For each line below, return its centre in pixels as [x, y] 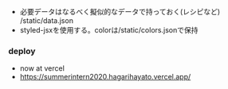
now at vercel [42, 68]
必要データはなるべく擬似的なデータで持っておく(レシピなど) [120, 12]
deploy [22, 51]
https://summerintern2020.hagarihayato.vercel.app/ [105, 77]
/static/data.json [47, 21]
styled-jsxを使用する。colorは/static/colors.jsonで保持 [109, 30]
